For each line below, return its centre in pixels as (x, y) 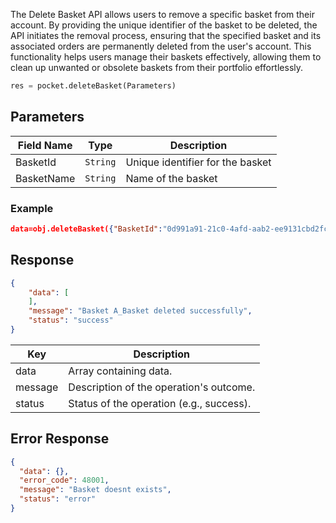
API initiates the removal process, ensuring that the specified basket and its (166, 35)
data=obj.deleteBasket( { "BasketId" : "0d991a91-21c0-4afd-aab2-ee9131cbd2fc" (171, 229)
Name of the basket (171, 178)
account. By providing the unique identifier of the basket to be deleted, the (164, 25)
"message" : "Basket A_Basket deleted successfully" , (140, 311)
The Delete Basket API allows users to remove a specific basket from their (162, 14)
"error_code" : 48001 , (64, 480)
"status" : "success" (71, 320)
